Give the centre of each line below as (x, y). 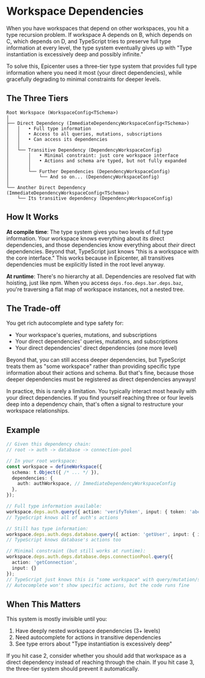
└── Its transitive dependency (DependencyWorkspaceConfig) (95, 198)
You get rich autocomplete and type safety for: (65, 323)
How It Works (33, 217)
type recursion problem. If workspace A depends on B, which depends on (99, 34)
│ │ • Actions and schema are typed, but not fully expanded (97, 160)
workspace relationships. (38, 411)
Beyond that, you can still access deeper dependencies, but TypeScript (96, 360)
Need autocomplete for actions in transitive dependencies (88, 638)
